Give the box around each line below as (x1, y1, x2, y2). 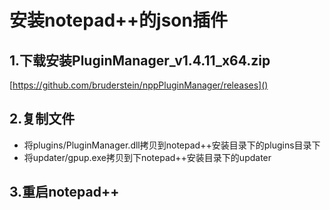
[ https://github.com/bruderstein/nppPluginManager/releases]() (9, 79, 269, 91)
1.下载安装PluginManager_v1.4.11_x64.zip (9, 52, 271, 69)
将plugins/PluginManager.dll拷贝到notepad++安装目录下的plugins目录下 (23, 139, 321, 151)
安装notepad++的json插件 (9, 9, 228, 32)
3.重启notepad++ (9, 184, 120, 201)
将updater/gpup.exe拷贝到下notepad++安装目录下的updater (23, 151, 272, 163)
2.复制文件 (9, 111, 76, 128)
